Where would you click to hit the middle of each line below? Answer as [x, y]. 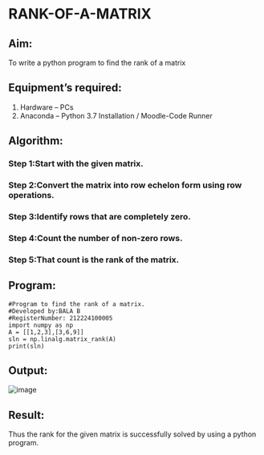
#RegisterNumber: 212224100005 [61, 318]
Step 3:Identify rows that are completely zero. [100, 216]
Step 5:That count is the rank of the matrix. [94, 260]
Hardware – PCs [47, 107]
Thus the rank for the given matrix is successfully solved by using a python [132, 434]
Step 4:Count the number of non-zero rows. [95, 238]
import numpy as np [41, 325]
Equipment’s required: [65, 88]
